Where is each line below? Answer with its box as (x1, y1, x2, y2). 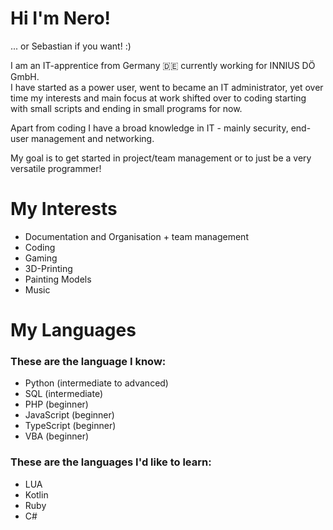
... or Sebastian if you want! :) (10, 40, 132, 52)
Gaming (24, 252, 58, 264)
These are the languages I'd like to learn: (10, 455, 212, 469)
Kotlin (24, 488, 49, 501)
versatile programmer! (10, 162, 102, 174)
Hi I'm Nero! (10, 7, 112, 30)
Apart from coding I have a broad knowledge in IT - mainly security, (10, 122, 289, 134)
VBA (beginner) (24, 430, 90, 442)
